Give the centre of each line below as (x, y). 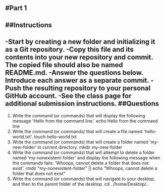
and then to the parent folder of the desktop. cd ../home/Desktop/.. (81, 184)
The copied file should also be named (64, 65)
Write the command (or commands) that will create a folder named (80, 142)
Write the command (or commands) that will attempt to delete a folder (83, 152)
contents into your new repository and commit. (79, 57)
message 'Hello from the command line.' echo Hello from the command (85, 121)
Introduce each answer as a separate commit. (77, 80)
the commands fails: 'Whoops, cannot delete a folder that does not (81, 163)
